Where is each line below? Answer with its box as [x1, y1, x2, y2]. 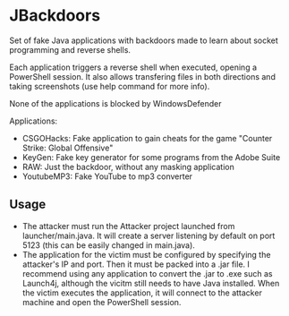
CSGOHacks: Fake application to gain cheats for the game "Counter [21, 132, 273, 143]
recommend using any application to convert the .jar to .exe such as [21, 268, 273, 278]
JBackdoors [9, 5, 101, 26]
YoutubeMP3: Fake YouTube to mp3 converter [21, 171, 193, 182]
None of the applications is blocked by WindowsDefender [9, 98, 222, 108]
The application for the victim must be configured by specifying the [21, 249, 271, 260]
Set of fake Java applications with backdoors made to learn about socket [9, 35, 279, 46]
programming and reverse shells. [9, 44, 132, 55]
